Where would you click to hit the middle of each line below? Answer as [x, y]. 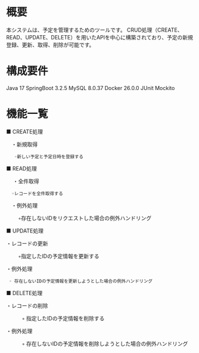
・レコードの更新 [27, 243]
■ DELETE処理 [24, 293]
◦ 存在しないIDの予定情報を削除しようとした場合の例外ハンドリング [105, 343]
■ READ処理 [21, 168]
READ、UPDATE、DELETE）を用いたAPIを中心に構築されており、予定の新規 [100, 37]
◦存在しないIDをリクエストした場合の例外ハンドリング [85, 218]
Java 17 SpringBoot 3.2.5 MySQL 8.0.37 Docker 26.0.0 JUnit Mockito [91, 88]
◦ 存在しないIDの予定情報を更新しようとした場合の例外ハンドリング [81, 281]
